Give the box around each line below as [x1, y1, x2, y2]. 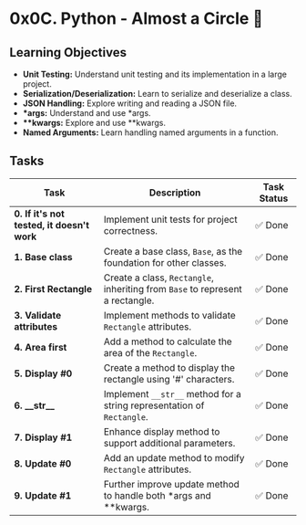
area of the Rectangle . [103, 346, 198, 359]
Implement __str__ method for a [103, 387, 241, 400]
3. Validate [14, 309, 62, 321]
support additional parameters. [103, 436, 236, 449]
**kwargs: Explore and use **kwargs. [22, 118, 167, 128]
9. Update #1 [14, 488, 72, 501]
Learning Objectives [9, 45, 127, 60]
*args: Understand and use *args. [22, 108, 152, 118]
